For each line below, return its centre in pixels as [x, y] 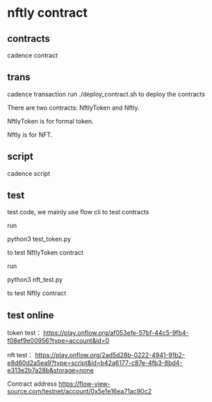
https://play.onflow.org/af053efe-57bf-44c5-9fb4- [116, 333]
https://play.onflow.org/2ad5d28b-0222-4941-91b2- [110, 355]
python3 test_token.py [39, 239]
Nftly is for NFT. [30, 135]
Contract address [32, 384]
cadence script [29, 173]
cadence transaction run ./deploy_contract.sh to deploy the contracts [106, 94]
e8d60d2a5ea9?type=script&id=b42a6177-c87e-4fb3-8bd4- [95, 363]
